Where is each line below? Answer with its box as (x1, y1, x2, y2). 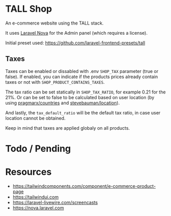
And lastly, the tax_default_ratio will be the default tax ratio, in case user (5, 109, 161, 115)
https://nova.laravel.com (12, 205, 64, 211)
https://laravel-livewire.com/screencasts (12, 199, 98, 205)
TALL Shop (5, 3, 52, 15)
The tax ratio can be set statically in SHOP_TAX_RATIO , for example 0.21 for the (5, 89, 166, 95)
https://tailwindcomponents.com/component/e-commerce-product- (12, 183, 156, 189)
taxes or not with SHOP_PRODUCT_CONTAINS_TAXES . (5, 79, 105, 85)
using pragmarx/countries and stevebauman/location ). (5, 100, 120, 106)
